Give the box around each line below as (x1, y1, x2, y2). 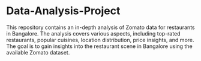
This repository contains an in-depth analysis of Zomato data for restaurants (6, 24, 195, 31)
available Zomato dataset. (6, 49, 70, 56)
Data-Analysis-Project (6, 4, 121, 18)
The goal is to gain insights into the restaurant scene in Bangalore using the (6, 43, 193, 50)
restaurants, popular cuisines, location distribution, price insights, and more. (6, 36, 194, 43)
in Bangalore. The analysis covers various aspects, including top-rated (6, 30, 181, 37)
